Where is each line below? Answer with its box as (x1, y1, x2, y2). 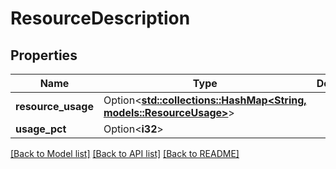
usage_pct (15, 122, 67, 136)
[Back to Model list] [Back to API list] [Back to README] (10, 148, 240, 159)
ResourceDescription (10, 7, 191, 30)
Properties (10, 47, 78, 64)
